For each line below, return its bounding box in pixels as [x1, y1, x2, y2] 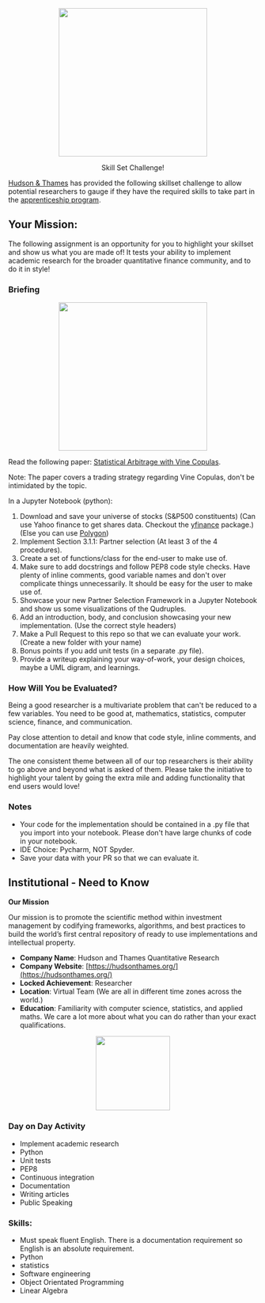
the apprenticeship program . [8, 195, 101, 204]
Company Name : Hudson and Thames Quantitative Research [19, 953, 220, 962]
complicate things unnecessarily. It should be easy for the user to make [19, 579, 253, 589]
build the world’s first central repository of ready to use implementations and [8, 929, 258, 938]
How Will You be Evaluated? [8, 683, 118, 694]
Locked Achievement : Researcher [19, 978, 133, 987]
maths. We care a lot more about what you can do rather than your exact [19, 1012, 257, 1021]
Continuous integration [19, 1172, 95, 1182]
